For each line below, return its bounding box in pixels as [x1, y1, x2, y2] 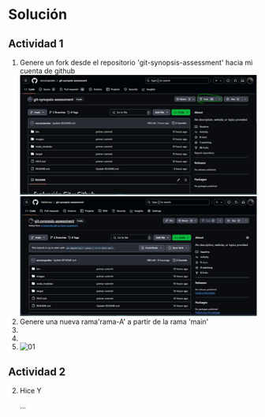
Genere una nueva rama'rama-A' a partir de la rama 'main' [19, 317, 209, 326]
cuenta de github [19, 66, 76, 76]
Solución [8, 6, 68, 24]
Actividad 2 [8, 365, 66, 378]
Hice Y [19, 386, 42, 396]
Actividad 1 [8, 37, 64, 50]
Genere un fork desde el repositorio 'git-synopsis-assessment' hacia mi [19, 58, 253, 67]
